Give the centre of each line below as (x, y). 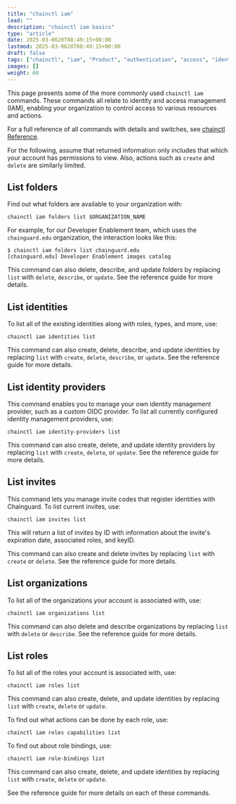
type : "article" (31, 33)
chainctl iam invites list (47, 519)
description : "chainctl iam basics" (61, 27)
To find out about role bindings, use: (60, 746)
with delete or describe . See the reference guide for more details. (102, 633)
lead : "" (20, 20)
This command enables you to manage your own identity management (109, 404)
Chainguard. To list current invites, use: (64, 506)
